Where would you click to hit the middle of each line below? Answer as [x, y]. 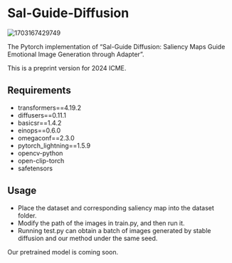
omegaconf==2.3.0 [46, 138]
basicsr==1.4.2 [39, 123]
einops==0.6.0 [39, 130]
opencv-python [40, 153]
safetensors [35, 168]
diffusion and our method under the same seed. [88, 238]
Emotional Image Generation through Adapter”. [76, 54]
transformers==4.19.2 [49, 108]
